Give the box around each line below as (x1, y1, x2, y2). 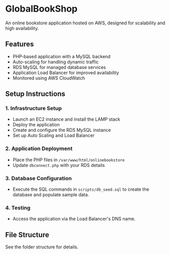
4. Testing (5, 204, 30, 211)
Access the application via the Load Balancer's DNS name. (12, 216, 136, 222)
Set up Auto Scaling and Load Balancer (12, 132, 95, 138)
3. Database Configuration (5, 174, 72, 182)
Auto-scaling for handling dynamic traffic (12, 59, 99, 65)
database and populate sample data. (12, 192, 89, 198)
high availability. (5, 25, 39, 31)
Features (5, 40, 34, 49)
